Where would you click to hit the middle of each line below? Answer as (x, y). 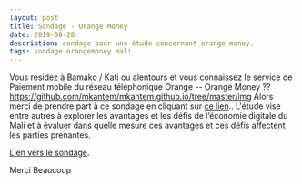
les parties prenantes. (50, 135)
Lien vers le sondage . (50, 153)
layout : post (34, 18)
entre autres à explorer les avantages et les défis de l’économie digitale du (149, 116)
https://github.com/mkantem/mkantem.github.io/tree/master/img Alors (141, 97)
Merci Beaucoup (40, 170)
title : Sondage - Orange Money (69, 26)
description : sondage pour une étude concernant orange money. (132, 43)
